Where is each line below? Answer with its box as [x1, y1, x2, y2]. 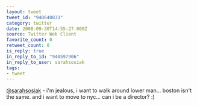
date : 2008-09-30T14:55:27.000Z [6, 25, 87, 32]
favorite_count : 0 [6, 37, 52, 43]
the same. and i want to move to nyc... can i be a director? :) [6, 93, 155, 101]
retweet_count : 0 [6, 43, 50, 49]
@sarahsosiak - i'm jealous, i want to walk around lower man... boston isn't [6, 87, 192, 94]
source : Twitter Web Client [6, 31, 77, 37]
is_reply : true [6, 48, 45, 54]
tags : [6, 64, 20, 71]
